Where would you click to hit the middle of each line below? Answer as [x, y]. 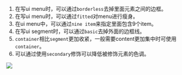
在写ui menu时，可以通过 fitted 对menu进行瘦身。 [77, 16]
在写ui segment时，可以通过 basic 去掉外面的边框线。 [80, 31]
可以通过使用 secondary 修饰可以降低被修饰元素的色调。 [82, 54]
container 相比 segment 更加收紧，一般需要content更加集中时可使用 [95, 39]
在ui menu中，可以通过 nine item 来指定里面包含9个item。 [86, 24]
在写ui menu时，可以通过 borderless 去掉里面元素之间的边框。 [90, 9]
